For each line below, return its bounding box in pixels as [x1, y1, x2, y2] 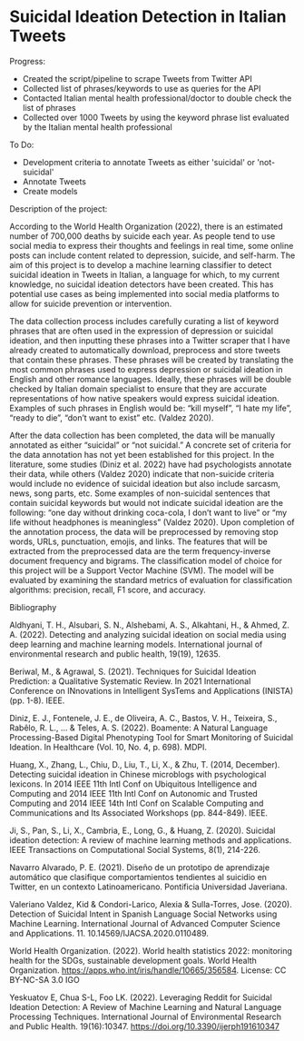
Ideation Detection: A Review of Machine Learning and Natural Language [9, 1001, 282, 1012]
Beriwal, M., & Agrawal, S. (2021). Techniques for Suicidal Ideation [9, 666, 257, 677]
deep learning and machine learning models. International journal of [9, 639, 263, 649]
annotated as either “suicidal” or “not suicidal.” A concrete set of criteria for [9, 439, 292, 451]
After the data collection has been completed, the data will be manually [9, 430, 275, 441]
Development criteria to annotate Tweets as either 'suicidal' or [22, 156, 256, 167]
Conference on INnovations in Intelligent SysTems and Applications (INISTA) [9, 685, 294, 696]
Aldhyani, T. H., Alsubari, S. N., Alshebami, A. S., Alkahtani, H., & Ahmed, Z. [9, 620, 290, 630]
